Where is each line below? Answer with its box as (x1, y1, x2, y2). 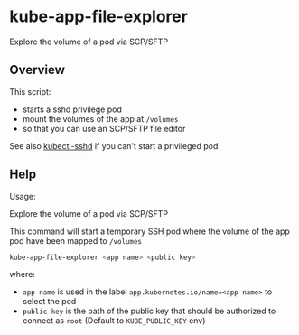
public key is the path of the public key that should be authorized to (22, 305, 276, 317)
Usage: (9, 191, 36, 201)
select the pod (22, 296, 77, 307)
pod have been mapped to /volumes (9, 235, 143, 246)
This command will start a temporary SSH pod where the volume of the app (9, 226, 291, 237)
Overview (9, 62, 66, 78)
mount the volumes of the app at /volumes (22, 113, 179, 124)
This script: (9, 86, 51, 97)
